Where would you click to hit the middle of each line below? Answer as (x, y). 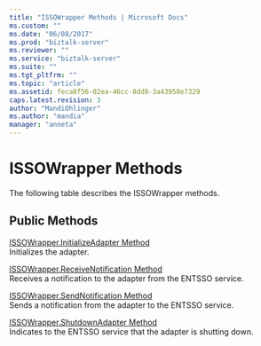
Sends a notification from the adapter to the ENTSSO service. (122, 305)
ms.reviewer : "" (39, 51)
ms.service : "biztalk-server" (65, 59)
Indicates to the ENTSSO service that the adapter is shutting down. (132, 331)
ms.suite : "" (33, 67)
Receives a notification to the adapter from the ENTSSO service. (127, 278)
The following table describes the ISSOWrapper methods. (115, 193)
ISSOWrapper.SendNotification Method (81, 295)
